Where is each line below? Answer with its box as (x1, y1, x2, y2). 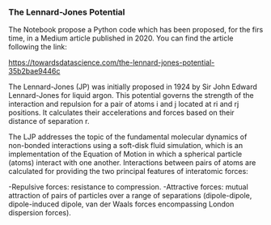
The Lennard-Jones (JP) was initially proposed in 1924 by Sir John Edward (8, 82, 257, 91)
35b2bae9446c (8, 66, 61, 76)
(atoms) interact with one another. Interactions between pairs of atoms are (8, 158, 256, 168)
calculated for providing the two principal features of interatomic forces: (8, 167, 248, 176)
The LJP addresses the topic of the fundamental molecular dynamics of (8, 132, 248, 142)
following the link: (8, 42, 67, 52)
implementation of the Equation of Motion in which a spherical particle (8, 149, 243, 159)
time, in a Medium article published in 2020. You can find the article (8, 33, 234, 43)
